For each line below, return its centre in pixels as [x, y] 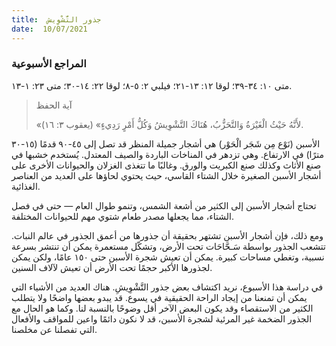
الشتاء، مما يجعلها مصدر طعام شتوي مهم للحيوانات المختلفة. [123, 216]
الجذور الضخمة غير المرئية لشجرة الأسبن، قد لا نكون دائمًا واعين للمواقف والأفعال [162, 318]
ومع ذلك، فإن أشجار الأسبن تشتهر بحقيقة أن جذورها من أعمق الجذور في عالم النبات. [167, 235]
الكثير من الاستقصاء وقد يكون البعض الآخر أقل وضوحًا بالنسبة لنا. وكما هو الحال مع [162, 308]
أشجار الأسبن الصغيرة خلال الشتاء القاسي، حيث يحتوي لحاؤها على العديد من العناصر [166, 175]
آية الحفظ [54, 105]
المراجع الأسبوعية [49, 64]
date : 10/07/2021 [49, 29]
